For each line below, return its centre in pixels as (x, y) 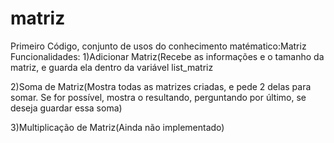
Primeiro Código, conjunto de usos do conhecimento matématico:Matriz (158, 46)
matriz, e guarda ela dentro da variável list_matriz (112, 67)
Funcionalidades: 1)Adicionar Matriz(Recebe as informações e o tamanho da (167, 56)
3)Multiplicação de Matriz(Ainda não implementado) (117, 127)
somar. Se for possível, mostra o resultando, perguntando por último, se (158, 97)
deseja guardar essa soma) (66, 108)
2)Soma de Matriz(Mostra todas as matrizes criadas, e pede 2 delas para (161, 86)
